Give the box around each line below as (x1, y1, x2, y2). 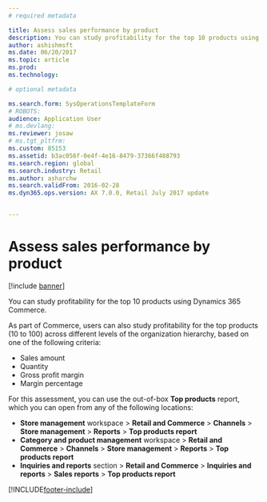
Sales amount (19, 353, 66, 363)
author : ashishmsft (8, 41, 74, 49)
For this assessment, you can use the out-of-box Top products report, (8, 394, 240, 404)
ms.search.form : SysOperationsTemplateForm (8, 99, 156, 108)
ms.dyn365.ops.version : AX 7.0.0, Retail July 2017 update (8, 189, 209, 197)
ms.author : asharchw (8, 174, 78, 183)
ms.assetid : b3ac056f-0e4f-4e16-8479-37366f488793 (8, 151, 181, 160)
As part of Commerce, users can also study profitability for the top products (8, 320, 258, 330)
